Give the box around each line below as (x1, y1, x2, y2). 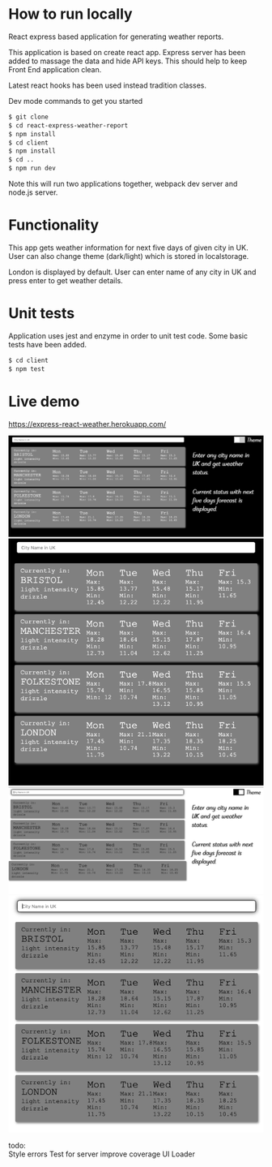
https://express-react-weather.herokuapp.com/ (8, 419, 167, 428)
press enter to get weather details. (8, 276, 123, 285)
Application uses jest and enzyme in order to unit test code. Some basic (8, 330, 249, 341)
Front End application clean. (8, 64, 102, 74)
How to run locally (8, 5, 133, 24)
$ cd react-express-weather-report (8, 121, 129, 130)
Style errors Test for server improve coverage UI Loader (8, 1149, 196, 1159)
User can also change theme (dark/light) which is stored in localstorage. (8, 252, 249, 261)
